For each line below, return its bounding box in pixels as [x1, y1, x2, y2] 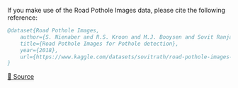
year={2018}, [20, 46, 59, 54]
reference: [7, 13, 38, 22]
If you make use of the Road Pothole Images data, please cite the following [7, 6, 225, 14]
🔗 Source [7, 73, 34, 81]
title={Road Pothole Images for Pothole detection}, [20, 40, 179, 47]
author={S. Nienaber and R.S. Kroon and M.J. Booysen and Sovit [20, 33, 214, 41]
